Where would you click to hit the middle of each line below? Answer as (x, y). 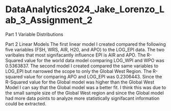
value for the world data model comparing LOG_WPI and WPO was (94, 60)
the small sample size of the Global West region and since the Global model (85, 93)
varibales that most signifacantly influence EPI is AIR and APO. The (76, 55)
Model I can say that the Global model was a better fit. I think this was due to (86, 87)
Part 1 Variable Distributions (34, 34)
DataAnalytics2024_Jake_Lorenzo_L (85, 9)
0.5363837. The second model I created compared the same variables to (82, 66)
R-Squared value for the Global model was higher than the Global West (80, 82)
